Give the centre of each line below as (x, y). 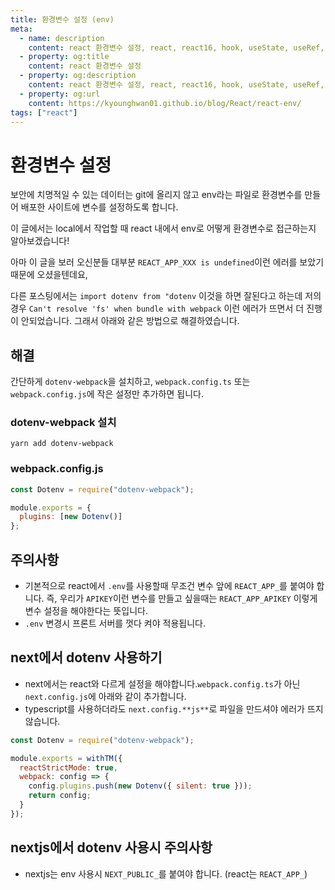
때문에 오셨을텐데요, (49, 275)
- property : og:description (78, 76)
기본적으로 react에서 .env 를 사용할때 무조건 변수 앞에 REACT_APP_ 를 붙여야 (169, 586)
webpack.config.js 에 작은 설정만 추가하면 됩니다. (107, 394)
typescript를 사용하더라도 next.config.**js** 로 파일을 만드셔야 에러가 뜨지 (174, 708)
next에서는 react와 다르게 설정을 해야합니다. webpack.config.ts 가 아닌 (162, 683)
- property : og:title (64, 57)
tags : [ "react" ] (44, 112)
